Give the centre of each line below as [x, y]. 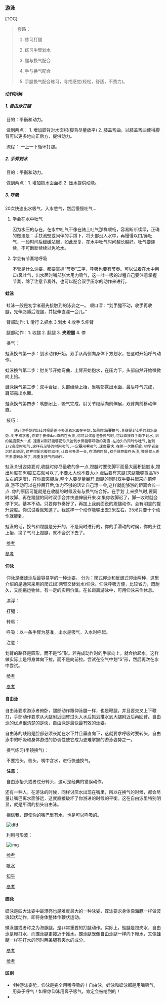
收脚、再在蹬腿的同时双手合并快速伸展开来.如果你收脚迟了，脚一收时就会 [83, 497]
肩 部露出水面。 [20, 393]
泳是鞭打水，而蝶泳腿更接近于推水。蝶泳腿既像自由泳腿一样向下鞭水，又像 [81, 934]
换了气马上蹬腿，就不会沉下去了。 [53, 533]
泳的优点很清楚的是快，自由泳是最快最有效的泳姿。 [57, 723]
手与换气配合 [38, 71]
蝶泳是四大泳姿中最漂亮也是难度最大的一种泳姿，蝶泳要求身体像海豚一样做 [81, 911]
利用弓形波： [19, 835]
